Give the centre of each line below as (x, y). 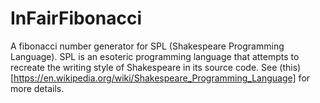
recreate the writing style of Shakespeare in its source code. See (144, 67)
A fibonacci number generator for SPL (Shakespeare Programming (147, 46)
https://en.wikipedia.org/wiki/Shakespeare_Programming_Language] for (162, 78)
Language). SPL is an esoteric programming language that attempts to (155, 56)
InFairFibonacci (76, 18)
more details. (37, 88)
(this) (290, 67)
